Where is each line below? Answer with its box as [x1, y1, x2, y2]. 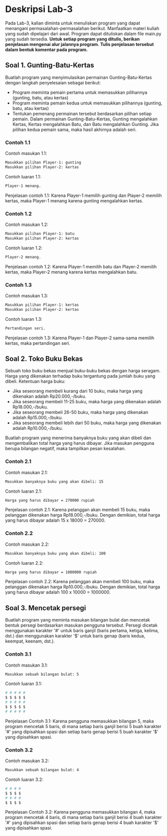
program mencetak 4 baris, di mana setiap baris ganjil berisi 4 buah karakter [5, 815, 162, 821]
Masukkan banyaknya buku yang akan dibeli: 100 [5, 551, 106, 556]
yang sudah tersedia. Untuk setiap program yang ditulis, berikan [5, 36, 140, 42]
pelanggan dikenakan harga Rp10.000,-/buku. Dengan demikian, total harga [5, 584, 161, 590]
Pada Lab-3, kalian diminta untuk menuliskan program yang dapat [5, 20, 141, 26]
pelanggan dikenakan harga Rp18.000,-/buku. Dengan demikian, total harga [5, 512, 161, 518]
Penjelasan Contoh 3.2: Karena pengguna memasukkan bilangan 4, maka [5, 809, 156, 815]
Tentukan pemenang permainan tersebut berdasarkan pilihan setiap [12, 110, 152, 116]
